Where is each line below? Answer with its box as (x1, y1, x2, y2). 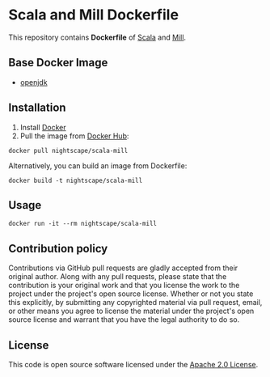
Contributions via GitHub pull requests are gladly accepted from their (8, 263, 238, 273)
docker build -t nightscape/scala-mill (8, 176, 143, 184)
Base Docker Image (8, 56, 108, 70)
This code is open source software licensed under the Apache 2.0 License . (8, 360, 259, 369)
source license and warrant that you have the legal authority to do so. (8, 315, 240, 324)
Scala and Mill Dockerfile (8, 6, 179, 24)
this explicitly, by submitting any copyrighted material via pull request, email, (8, 298, 263, 307)
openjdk (19, 77, 48, 87)
